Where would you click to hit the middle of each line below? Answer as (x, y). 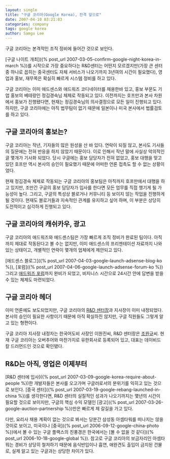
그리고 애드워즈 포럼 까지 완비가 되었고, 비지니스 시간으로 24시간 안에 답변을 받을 (84, 273)
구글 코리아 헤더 (28, 297)
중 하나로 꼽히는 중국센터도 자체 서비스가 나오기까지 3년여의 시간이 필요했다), (81, 72)
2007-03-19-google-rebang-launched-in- (117, 390)
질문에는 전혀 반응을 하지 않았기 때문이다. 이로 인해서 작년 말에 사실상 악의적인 (88, 151)
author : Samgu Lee (25, 33)
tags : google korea (26, 29)
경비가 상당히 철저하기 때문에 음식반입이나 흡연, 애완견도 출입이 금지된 (84, 445)
